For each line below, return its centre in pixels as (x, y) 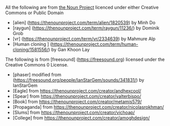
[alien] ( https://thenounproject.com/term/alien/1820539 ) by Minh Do (84, 23)
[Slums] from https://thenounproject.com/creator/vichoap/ (74, 112)
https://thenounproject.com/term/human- (95, 44)
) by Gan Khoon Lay (69, 50)
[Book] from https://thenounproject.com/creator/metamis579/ (77, 102)
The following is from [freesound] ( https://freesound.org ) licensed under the (85, 59)
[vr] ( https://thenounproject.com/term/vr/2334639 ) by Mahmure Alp (84, 39)
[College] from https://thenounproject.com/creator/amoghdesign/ (81, 118)
